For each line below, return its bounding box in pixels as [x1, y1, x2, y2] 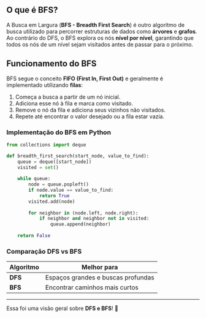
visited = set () [17, 164, 59, 170]
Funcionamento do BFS [6, 58, 97, 69]
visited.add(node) [28, 199, 75, 205]
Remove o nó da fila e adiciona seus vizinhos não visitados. [15, 106, 166, 113]
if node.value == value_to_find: [28, 187, 114, 194]
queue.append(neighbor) [50, 221, 112, 227]
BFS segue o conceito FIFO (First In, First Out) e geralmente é [6, 75, 164, 82]
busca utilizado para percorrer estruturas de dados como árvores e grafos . [6, 28, 197, 35]
